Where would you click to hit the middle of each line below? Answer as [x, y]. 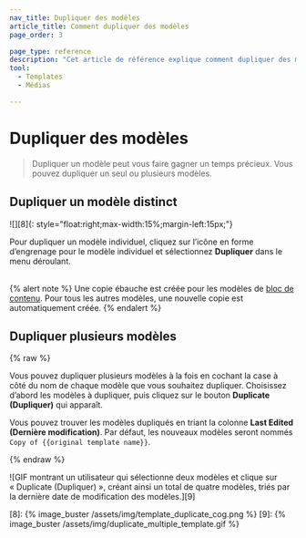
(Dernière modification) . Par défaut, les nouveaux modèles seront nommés [151, 432]
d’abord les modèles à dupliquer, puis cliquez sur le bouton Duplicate [140, 395]
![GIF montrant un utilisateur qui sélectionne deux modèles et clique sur [143, 477]
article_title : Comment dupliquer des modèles [99, 26]
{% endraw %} [37, 460]
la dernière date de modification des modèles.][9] [102, 497]
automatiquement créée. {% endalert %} [86, 307]
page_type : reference [51, 51]
